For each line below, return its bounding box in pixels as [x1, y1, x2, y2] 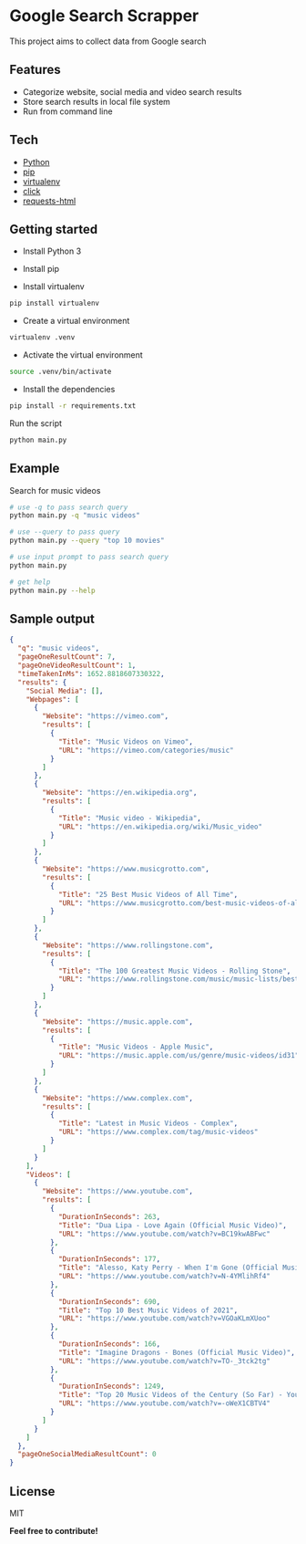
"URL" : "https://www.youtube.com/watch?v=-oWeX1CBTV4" [57, 1399, 271, 1408]
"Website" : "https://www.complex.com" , [42, 1093, 194, 1102]
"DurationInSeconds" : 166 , [57, 1340, 161, 1349]
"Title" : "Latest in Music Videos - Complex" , [57, 1119, 239, 1128]
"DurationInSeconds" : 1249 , [57, 1382, 166, 1392]
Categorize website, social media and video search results [22, 86, 242, 97]
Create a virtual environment [22, 316, 130, 327]
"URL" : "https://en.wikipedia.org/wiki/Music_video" [57, 822, 262, 831]
